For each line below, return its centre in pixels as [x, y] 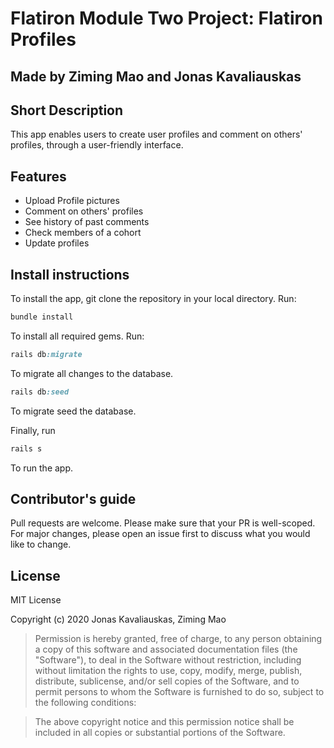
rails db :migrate [46, 354]
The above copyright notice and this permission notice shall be [164, 722]
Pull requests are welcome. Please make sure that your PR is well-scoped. [163, 523]
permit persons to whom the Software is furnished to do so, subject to [179, 692]
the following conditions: [85, 703]
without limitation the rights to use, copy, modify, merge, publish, [168, 671]
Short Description [67, 110]
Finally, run [33, 430]
